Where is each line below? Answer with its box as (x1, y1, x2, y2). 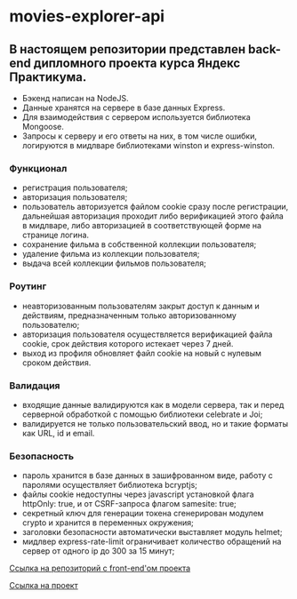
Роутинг (9, 280, 47, 292)
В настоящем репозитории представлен (9, 42, 246, 57)
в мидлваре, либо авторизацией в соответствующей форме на (21, 220, 262, 231)
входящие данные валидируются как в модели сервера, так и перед (21, 399, 285, 410)
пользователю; (21, 319, 80, 330)
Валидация (9, 379, 60, 392)
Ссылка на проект (9, 580, 78, 591)
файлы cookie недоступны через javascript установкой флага (21, 489, 255, 499)
